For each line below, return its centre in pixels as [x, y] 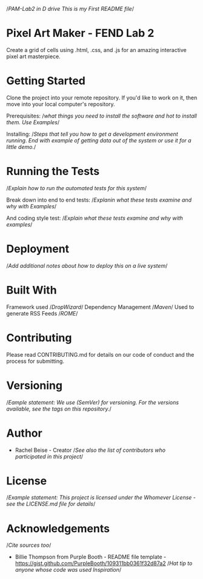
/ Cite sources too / [29, 545]
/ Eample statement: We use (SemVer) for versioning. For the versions [93, 402]
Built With [32, 290]
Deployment [38, 249]
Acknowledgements [58, 528]
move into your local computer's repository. [61, 104]
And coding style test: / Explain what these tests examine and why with [95, 218]
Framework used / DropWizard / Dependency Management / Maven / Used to [100, 307]
